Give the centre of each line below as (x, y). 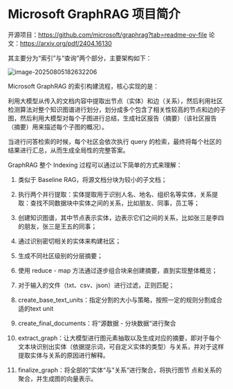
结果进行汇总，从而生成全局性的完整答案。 (68, 150)
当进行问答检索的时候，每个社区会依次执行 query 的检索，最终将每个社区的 (115, 141)
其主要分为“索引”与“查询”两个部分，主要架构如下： (80, 58)
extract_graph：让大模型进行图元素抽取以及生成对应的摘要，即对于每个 (119, 338)
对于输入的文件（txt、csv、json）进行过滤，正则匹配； (96, 285)
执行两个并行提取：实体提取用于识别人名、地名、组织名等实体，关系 (115, 194)
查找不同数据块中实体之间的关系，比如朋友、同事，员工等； (115, 203)
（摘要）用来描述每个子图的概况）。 (58, 127)
